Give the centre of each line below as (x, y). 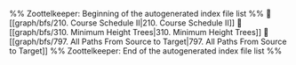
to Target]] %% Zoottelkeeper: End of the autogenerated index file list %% (146, 51)
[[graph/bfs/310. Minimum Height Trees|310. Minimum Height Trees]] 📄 (139, 32)
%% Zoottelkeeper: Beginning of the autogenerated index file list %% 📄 (140, 14)
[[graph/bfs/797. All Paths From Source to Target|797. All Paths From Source (148, 41)
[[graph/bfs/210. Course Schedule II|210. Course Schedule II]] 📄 (126, 23)
